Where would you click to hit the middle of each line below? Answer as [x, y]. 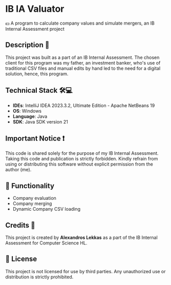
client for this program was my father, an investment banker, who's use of [83, 63]
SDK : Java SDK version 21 [40, 121]
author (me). [18, 170]
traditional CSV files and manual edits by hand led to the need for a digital [83, 68]
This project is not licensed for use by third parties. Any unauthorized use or [85, 271]
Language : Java [30, 116]
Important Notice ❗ [35, 138]
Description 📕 [27, 45]
